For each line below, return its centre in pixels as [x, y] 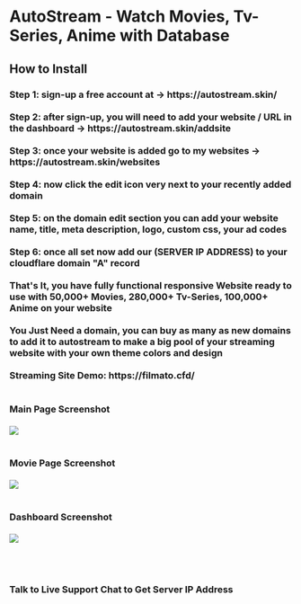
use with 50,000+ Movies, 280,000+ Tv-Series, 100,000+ [139, 297]
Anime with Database [148, 36]
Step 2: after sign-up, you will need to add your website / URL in [150, 117]
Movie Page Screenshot [62, 463]
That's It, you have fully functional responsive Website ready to [150, 285]
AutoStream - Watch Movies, [120, 17]
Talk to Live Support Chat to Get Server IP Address [121, 589]
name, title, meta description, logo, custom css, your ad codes [148, 229]
